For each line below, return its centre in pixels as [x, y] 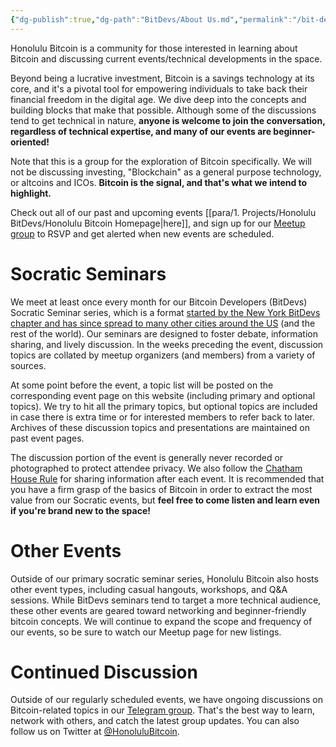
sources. [28, 365]
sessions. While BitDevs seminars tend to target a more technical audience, [166, 600]
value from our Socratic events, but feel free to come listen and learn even [165, 500]
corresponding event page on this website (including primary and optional [163, 395]
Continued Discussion [104, 672]
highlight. [31, 193]
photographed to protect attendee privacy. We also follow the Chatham [156, 468]
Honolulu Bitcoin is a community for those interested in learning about [154, 48]
